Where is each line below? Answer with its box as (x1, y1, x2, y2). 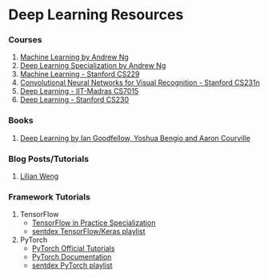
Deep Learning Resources (8, 6, 184, 24)
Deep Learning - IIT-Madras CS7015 (19, 87, 139, 96)
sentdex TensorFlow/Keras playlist (31, 227, 146, 236)
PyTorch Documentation (31, 252, 112, 262)
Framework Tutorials (8, 191, 90, 202)
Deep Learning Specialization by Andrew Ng (19, 61, 166, 71)
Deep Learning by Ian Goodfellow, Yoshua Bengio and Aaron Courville (19, 133, 250, 143)
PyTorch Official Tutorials (31, 244, 115, 253)
